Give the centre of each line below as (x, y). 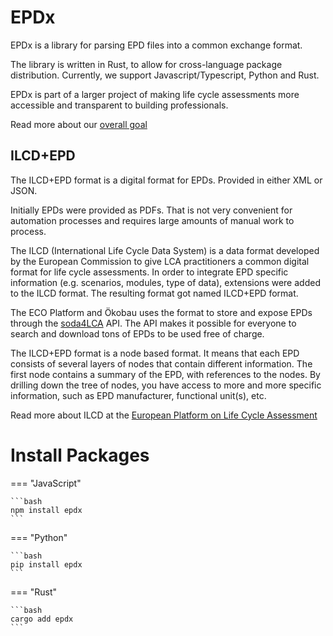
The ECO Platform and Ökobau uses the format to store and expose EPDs (161, 312)
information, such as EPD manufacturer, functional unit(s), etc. (138, 395)
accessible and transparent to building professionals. (119, 105)
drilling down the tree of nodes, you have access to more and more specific (166, 385)
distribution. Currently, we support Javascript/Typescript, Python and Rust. (165, 75)
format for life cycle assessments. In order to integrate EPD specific (149, 272)
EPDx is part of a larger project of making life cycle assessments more (155, 94)
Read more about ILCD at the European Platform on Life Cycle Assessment (164, 415)
